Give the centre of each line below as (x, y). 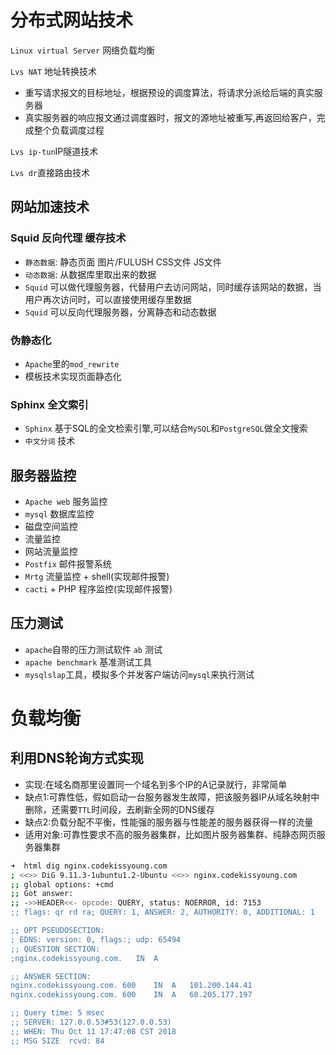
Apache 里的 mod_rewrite (72, 363)
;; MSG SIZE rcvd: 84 (57, 1041)
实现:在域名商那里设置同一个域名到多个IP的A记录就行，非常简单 (156, 784)
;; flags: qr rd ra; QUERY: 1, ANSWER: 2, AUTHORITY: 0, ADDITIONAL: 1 (162, 912)
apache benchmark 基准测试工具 (88, 662)
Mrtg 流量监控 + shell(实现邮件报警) (97, 577)
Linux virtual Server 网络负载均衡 (83, 50)
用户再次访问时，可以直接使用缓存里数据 (108, 299)
